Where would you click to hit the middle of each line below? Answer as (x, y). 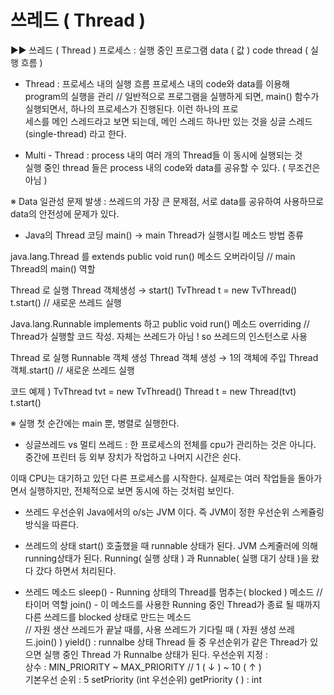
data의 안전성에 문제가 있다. (65, 213)
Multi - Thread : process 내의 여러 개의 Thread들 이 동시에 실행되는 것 (163, 155)
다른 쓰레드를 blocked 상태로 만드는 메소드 (108, 617)
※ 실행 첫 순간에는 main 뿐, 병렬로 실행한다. (95, 423)
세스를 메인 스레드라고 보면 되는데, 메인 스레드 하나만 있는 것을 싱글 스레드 (168, 121)
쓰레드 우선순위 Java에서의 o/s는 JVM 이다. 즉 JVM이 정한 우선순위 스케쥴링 (174, 512)
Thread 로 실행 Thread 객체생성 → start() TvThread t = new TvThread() (154, 290)
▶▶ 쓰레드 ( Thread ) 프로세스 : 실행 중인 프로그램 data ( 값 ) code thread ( (159, 50)
